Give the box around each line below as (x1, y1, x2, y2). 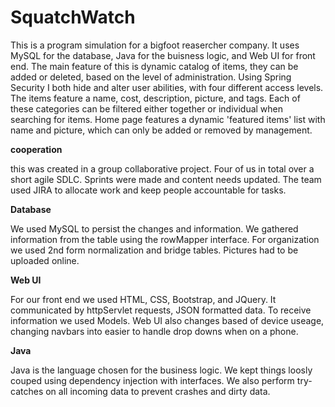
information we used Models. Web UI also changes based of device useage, (10, 314, 325, 326)
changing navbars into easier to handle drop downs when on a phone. (10, 325, 299, 337)
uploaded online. (10, 254, 80, 266)
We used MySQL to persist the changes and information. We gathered (10, 222, 299, 235)
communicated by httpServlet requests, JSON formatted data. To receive (10, 304, 312, 316)
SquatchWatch (10, 6, 136, 29)
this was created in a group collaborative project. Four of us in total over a (10, 162, 315, 175)
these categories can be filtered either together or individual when (10, 102, 284, 115)
